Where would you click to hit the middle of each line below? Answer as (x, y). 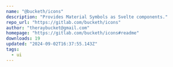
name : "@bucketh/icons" (35, 11)
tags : (13, 50)
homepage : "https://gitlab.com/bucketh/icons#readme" (73, 33)
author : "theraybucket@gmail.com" (48, 28)
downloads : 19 (23, 38)
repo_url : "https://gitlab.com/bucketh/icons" (63, 22)
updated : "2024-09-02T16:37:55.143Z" (52, 44)
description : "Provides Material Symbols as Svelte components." (87, 17)
